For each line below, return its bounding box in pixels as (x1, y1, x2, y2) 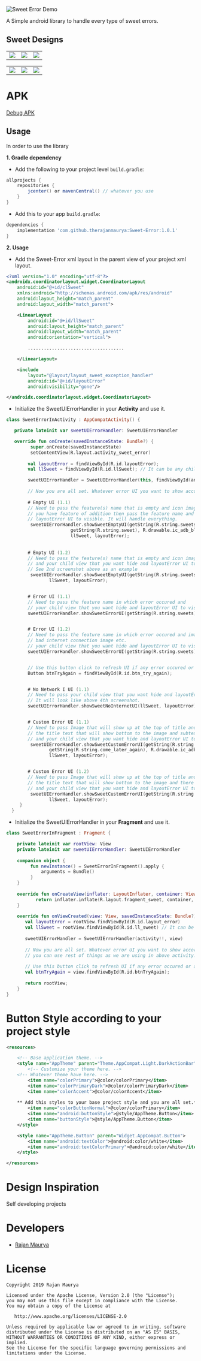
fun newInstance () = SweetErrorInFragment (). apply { (30, 863, 165, 869)
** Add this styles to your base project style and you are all (17, 1100, 181, 1106)
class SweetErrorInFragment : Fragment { (6, 830, 111, 836)
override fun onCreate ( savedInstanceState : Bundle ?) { (14, 438, 154, 445)
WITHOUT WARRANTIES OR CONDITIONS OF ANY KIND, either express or (6, 1334, 175, 1340)
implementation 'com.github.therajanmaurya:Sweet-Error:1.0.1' (17, 227, 178, 233)
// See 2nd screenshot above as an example (28, 567, 138, 573)
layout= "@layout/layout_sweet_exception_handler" (28, 372, 154, 378)
